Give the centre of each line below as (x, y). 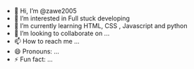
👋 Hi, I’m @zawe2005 (45, 11)
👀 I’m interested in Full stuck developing (72, 18)
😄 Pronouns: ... (37, 51)
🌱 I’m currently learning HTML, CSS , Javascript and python (101, 26)
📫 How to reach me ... (47, 41)
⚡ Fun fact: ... (33, 59)
